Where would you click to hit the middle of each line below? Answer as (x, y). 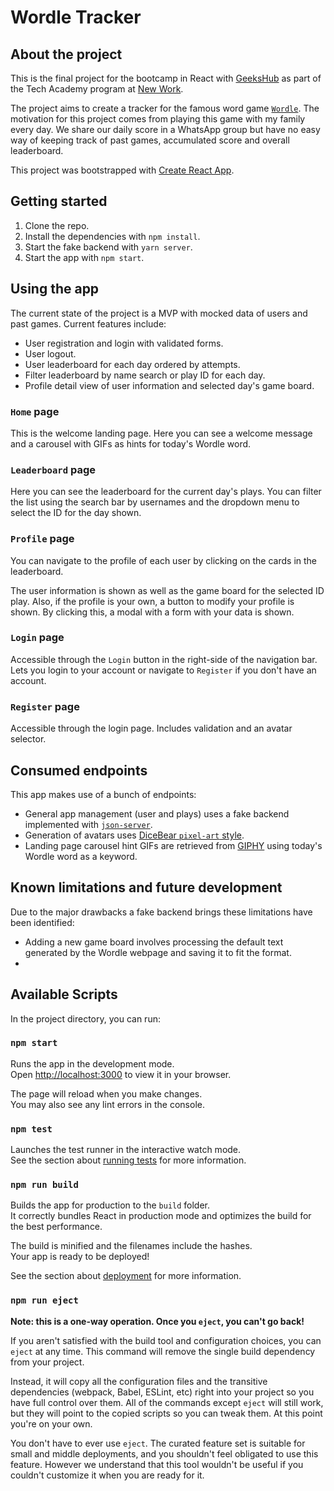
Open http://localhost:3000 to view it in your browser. (121, 1074)
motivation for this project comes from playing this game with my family (158, 119)
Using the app (55, 289)
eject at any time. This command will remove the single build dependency (163, 1351)
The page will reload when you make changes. (106, 1093)
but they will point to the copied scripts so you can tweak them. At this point (166, 1413)
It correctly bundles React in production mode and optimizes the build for (161, 1216)
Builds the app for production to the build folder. (110, 1205)
